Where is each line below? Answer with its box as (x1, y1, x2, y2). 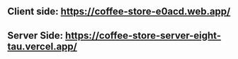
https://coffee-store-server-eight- (64, 29, 222, 41)
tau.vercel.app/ (7, 40, 78, 52)
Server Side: (7, 29, 64, 41)
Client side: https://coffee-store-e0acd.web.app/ (7, 6, 231, 18)
